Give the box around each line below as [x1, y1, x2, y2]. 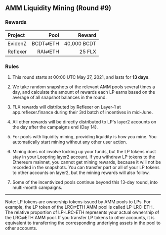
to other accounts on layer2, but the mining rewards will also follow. [12, 170, 150, 176]
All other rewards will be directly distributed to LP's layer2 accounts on [12, 118, 157, 124]
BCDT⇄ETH [31, 40, 59, 47]
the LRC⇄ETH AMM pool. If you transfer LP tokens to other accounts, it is [5, 214, 155, 220]
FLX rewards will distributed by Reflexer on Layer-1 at [12, 104, 121, 110]
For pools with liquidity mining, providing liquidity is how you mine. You [12, 133, 157, 139]
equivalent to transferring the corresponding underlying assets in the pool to [5, 220, 161, 226]
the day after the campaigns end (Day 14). [12, 124, 98, 130]
